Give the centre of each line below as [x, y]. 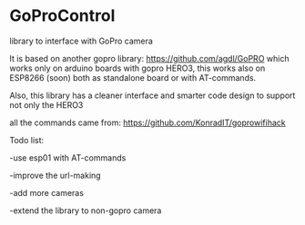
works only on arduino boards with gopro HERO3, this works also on [137, 68]
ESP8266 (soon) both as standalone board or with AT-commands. [133, 77]
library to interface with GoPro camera [81, 41]
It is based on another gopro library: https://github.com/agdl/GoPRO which [149, 58]
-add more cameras [47, 192]
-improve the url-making [56, 175]
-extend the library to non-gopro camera [86, 210]
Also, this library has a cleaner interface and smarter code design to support [152, 95]
